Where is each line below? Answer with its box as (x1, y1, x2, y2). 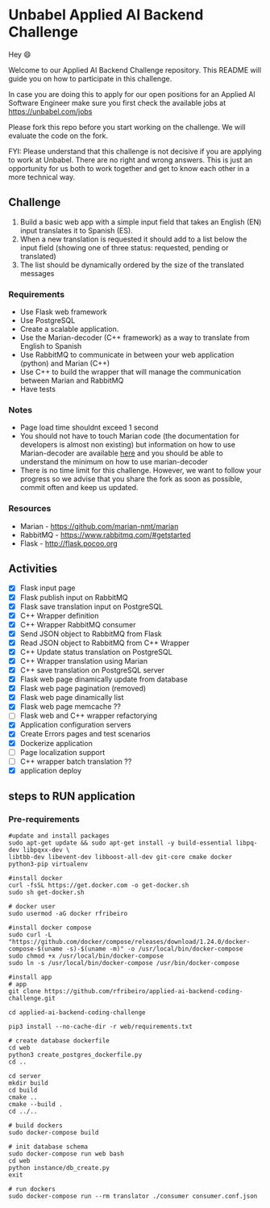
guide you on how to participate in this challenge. (8, 73, 172, 83)
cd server (8, 1072, 42, 1080)
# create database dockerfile (8, 1037, 110, 1045)
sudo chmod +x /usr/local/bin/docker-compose (8, 952, 164, 960)
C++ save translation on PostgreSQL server (19, 665, 165, 675)
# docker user (8, 903, 56, 911)
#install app (8, 973, 52, 982)
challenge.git (8, 995, 56, 1003)
